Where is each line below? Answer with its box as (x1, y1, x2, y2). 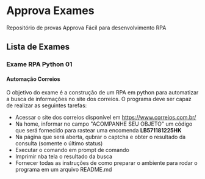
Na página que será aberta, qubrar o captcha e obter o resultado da (15, 133, 186, 141)
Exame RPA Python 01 (6, 60, 73, 69)
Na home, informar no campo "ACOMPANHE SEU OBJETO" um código (15, 120, 193, 128)
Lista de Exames (6, 42, 70, 52)
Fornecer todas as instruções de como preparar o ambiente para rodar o (15, 159, 198, 167)
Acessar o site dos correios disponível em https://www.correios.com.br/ (15, 114, 196, 121)
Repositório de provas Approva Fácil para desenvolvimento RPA (6, 24, 167, 31)
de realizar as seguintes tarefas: (6, 102, 87, 109)
